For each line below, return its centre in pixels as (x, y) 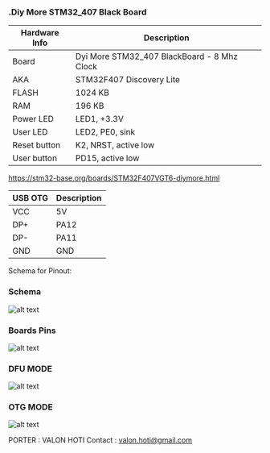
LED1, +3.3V (100, 119)
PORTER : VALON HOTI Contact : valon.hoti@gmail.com (100, 440)
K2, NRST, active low (115, 145)
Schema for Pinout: (40, 271)
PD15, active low (107, 158)
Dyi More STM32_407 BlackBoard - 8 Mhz (157, 56)
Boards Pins (32, 330)
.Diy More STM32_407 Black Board (78, 12)
